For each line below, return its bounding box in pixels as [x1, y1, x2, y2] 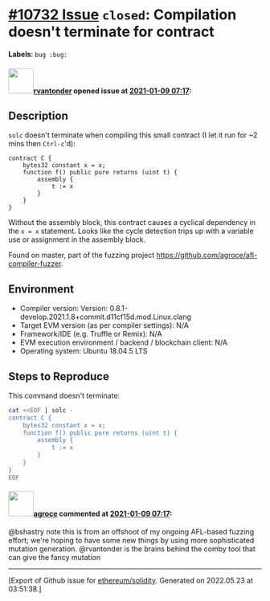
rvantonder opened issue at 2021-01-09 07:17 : [33, 86, 192, 96]
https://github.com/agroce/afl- [156, 251, 258, 260]
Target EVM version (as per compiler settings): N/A [19, 321, 189, 330]
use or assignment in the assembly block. [8, 235, 146, 244]
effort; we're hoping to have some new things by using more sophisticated [8, 535, 255, 545]
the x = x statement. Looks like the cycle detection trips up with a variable [8, 227, 255, 236]
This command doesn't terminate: [8, 390, 121, 400]
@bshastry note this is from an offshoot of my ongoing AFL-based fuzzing [8, 526, 255, 536]
